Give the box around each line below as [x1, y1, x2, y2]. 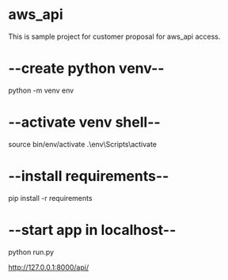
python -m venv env [8, 85, 74, 95]
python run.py [8, 247, 54, 256]
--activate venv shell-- [8, 113, 161, 131]
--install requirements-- [8, 168, 169, 185]
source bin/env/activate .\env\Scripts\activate [8, 139, 157, 149]
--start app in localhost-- [8, 221, 177, 239]
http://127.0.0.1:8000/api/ [8, 263, 89, 272]
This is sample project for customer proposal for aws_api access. [8, 32, 221, 41]
